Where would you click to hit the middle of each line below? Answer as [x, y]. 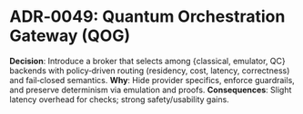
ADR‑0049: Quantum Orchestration [147, 17]
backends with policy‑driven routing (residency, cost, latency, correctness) [150, 71]
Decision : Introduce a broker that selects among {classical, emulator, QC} [147, 61]
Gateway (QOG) [70, 36]
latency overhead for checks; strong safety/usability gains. [119, 99]
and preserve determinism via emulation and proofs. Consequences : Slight [151, 90]
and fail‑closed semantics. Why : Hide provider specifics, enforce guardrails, [152, 80]
